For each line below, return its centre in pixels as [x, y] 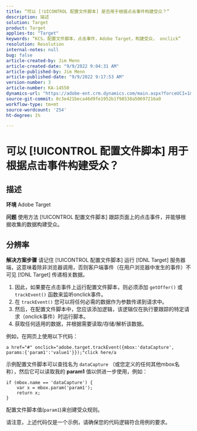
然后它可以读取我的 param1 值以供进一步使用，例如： [83, 372]
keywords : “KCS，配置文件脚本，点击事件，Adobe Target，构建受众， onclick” [94, 39]
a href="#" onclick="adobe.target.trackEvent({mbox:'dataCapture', [90, 348]
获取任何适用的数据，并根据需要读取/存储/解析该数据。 [81, 324]
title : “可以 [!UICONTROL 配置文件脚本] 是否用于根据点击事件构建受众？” [88, 11]
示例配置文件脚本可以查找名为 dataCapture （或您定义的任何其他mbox [90, 364]
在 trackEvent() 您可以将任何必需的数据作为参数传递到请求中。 [91, 302]
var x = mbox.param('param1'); [55, 388]
